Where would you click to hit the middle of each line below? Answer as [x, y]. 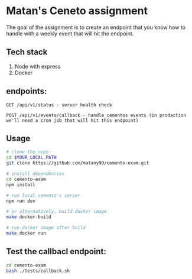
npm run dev [21, 201]
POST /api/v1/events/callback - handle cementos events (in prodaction [96, 115]
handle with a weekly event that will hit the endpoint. [70, 33]
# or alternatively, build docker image [57, 212]
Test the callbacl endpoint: [56, 252]
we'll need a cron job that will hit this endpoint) [72, 120]
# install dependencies [35, 174]
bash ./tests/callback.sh [38, 271]
